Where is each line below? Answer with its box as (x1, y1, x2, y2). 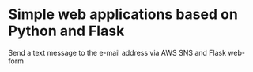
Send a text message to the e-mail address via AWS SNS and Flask (8, 48, 227, 57)
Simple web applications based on (8, 5, 239, 23)
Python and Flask (8, 22, 125, 40)
